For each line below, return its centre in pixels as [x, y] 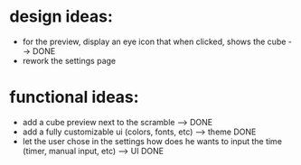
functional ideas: [74, 97]
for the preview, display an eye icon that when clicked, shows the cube [154, 41]
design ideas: [61, 17]
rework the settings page [69, 60]
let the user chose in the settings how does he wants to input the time [152, 141]
